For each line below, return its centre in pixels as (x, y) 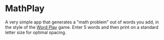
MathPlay (25, 9)
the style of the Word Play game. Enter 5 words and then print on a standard (82, 27)
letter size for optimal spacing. (36, 32)
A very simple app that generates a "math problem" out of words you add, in (82, 22)
